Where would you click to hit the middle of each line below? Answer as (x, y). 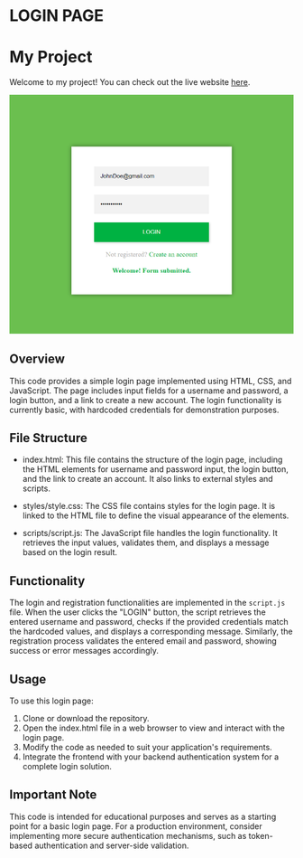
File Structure (48, 438)
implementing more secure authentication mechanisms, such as (128, 835)
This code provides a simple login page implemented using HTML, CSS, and (151, 381)
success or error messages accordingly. (84, 651)
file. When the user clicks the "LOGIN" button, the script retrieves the (138, 612)
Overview (37, 359)
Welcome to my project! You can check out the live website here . (130, 82)
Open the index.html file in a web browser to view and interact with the (154, 728)
